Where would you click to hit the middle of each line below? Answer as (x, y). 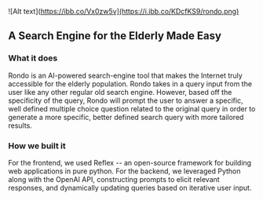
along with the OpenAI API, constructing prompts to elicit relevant (114, 179)
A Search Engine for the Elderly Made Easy (115, 36)
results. (20, 125)
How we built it (37, 146)
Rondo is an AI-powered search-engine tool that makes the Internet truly (126, 75)
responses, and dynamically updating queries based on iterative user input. (130, 187)
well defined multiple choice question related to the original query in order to (132, 108)
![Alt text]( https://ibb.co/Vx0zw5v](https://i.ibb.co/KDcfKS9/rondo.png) (124, 11)
